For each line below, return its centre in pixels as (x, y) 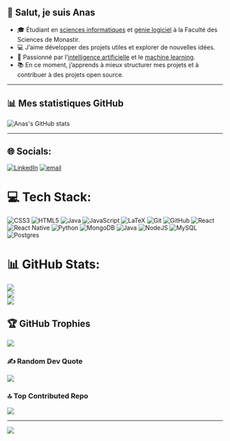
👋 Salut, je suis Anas (51, 13)
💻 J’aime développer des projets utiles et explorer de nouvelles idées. (116, 47)
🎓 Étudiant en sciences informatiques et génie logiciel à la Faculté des (117, 29)
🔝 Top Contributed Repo (48, 396)
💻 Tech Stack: (49, 197)
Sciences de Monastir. (48, 39)
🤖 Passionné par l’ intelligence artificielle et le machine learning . (106, 57)
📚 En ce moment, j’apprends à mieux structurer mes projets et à (108, 64)
